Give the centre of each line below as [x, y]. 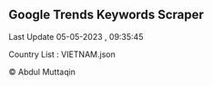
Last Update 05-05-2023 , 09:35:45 [76, 36]
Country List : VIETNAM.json [62, 54]
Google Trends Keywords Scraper [106, 15]
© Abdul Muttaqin [42, 72]
